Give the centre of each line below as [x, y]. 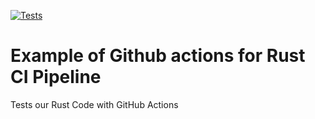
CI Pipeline [56, 77]
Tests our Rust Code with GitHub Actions [94, 104]
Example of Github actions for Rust [158, 56]
